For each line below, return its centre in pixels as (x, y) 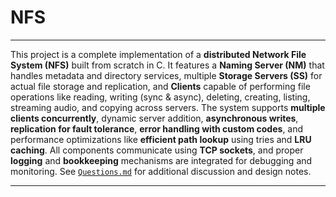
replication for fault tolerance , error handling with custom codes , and (157, 128)
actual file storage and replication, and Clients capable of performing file (160, 86)
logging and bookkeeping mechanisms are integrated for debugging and (161, 160)
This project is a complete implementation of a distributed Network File (158, 54)
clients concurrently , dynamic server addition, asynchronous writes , (154, 118)
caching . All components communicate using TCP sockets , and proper (157, 150)
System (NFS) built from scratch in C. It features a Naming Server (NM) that (167, 65)
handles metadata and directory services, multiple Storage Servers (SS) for (166, 75)
